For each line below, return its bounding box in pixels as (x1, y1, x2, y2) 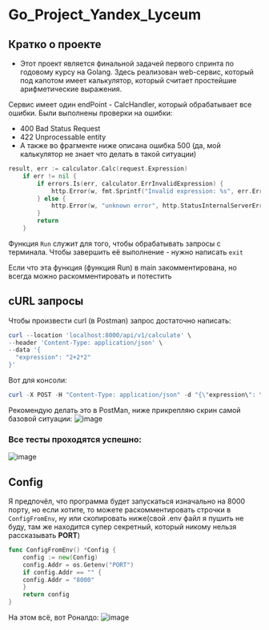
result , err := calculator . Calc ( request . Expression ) (8, 165, 188, 173)
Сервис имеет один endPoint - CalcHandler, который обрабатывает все (8, 100, 252, 109)
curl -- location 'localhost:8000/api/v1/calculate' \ (8, 331, 192, 339)
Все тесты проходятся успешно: (8, 434, 142, 445)
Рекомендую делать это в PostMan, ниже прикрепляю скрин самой (8, 405, 242, 415)
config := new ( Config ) (22, 553, 98, 561)
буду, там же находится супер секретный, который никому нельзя (8, 522, 237, 532)
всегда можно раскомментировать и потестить (8, 271, 172, 281)
